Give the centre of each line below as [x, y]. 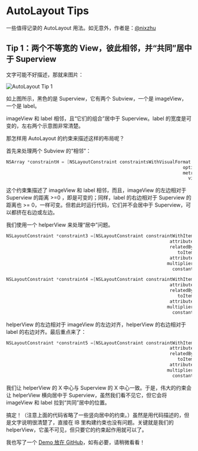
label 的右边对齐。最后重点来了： [46, 331]
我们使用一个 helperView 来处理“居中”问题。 [60, 225]
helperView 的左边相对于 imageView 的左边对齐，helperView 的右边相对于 [96, 324]
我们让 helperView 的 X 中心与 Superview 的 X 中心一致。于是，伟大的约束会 [99, 387]
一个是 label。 [23, 106]
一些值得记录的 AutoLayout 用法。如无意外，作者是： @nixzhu [81, 28]
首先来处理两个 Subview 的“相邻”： [49, 151]
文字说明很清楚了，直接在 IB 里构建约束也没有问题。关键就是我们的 [92, 422]
